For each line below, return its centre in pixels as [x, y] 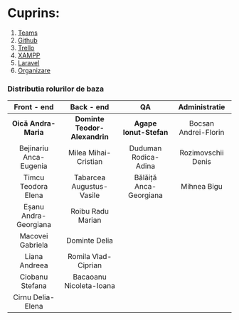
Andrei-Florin [202, 133]
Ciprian [89, 265]
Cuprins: [34, 13]
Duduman [145, 148]
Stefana [34, 286]
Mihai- [100, 153]
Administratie [202, 107]
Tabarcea [90, 177]
